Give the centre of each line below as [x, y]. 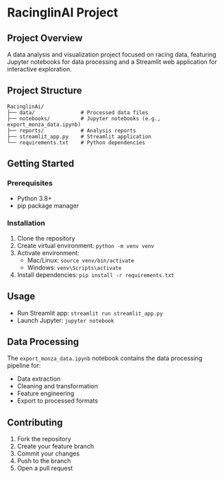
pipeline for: [24, 366]
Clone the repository [46, 238]
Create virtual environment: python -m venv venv [86, 245]
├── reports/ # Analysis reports [72, 131]
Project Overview [45, 38]
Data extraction [39, 379]
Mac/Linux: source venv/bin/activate [81, 260]
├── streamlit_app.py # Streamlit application [79, 136]
